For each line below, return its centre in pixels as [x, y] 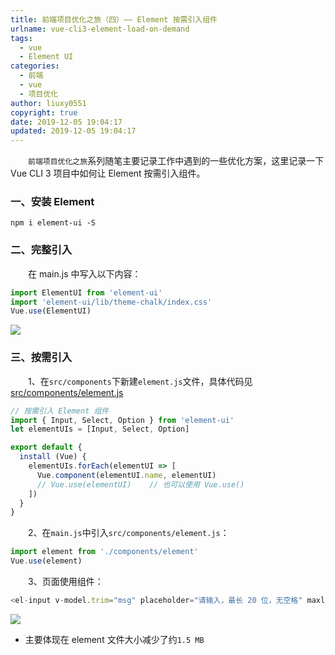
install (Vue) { [53, 457]
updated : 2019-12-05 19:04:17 [73, 131]
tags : [21, 38]
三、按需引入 [41, 358]
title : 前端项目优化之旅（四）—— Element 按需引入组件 [114, 19]
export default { [46, 447]
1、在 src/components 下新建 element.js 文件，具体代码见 [140, 381]
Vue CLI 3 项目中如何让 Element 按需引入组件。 [108, 173]
